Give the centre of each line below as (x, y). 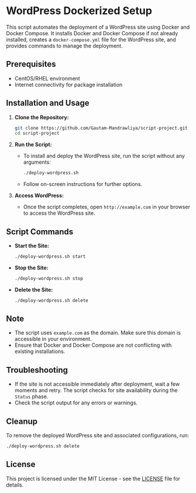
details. (15, 485)
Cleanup (22, 421)
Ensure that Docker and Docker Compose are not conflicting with (93, 345)
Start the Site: (32, 246)
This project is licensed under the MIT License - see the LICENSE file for (93, 478)
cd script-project (37, 133)
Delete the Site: (34, 289)
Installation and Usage (48, 103)
